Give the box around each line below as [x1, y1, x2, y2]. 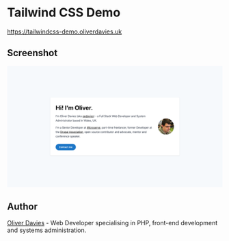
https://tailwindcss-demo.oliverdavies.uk [7, 27, 122, 36]
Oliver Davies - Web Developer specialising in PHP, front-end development [7, 219, 218, 227]
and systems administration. [7, 226, 87, 234]
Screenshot [7, 47, 58, 59]
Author [7, 201, 38, 212]
